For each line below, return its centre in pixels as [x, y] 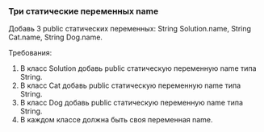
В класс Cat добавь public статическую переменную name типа [130, 85]
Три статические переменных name [84, 11]
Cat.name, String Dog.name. [56, 37]
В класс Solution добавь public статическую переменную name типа [138, 68]
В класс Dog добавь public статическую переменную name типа [132, 103]
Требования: [30, 53]
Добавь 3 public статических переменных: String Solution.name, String [130, 29]
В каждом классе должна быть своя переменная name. [116, 120]
